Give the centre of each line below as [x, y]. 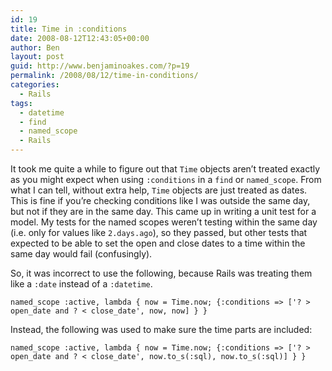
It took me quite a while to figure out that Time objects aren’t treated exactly [165, 169]
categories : [35, 85]
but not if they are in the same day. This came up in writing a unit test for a [163, 211]
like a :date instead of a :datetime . [81, 284]
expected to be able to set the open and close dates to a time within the [158, 243]
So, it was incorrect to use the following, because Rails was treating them [161, 273]
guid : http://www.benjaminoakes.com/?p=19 [100, 66]
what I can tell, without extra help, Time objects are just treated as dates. [159, 190]
